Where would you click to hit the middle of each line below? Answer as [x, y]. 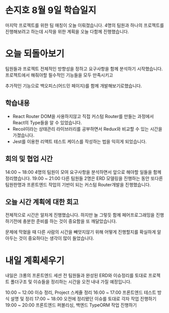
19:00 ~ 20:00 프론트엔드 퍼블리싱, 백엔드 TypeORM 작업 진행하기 [71, 305]
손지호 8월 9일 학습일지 [51, 10]
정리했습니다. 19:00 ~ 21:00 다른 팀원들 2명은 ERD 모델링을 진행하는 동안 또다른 [84, 178]
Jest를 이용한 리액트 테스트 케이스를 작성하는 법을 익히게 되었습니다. [80, 141]
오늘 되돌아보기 [35, 54]
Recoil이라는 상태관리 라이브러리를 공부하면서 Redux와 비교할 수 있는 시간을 [87, 129]
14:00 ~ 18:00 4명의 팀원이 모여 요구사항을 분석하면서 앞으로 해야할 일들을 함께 [83, 172]
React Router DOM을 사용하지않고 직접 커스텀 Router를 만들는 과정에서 [83, 116]
